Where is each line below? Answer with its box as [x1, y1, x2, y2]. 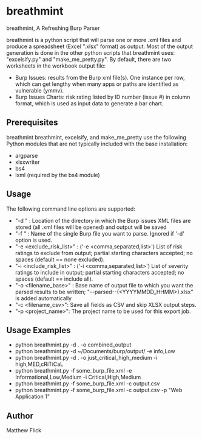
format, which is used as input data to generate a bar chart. [15, 99, 164, 107]
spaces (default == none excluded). [15, 256, 105, 263]
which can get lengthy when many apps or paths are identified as [15, 80, 179, 88]
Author [6, 410, 33, 421]
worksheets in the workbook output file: [6, 62, 106, 69]
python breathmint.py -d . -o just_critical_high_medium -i [15, 354, 158, 362]
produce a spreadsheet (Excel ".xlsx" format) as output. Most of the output [6, 43, 193, 50]
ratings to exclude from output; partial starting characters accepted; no [15, 249, 193, 256]
